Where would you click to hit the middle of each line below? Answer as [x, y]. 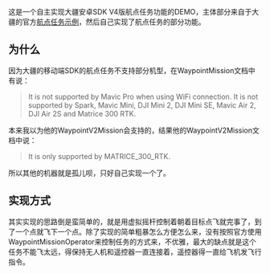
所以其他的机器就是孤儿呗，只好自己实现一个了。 [89, 173]
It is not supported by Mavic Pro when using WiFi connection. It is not [143, 96]
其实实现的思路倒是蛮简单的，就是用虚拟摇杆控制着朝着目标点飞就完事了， [131, 221]
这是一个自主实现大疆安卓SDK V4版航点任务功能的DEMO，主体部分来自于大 [134, 12]
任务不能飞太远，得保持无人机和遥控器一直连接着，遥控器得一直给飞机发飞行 [135, 252]
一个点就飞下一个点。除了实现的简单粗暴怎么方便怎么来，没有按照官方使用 [138, 231]
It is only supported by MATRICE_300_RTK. [99, 156]
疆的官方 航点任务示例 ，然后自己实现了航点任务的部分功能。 [107, 22]
